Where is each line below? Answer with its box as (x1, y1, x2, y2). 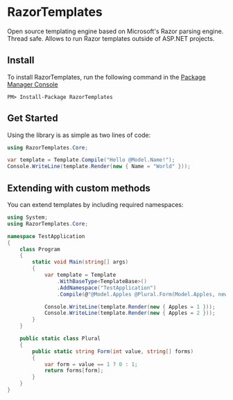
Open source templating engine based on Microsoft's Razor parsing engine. (7, 27, 224, 35)
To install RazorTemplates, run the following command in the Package (7, 73, 206, 81)
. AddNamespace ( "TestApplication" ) (56, 284, 157, 291)
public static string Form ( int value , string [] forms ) (32, 347, 194, 355)
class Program (19, 246, 60, 253)
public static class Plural (19, 335, 101, 342)
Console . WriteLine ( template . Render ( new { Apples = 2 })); (44, 309, 216, 317)
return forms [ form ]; (44, 367, 104, 374)
